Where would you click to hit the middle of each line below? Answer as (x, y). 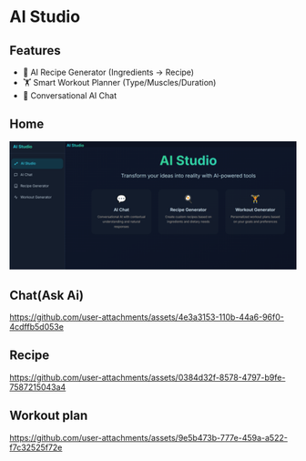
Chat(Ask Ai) (47, 295)
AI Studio (45, 17)
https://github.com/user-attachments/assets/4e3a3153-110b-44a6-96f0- (147, 317)
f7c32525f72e (36, 447)
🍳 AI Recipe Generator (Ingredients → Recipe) (108, 72)
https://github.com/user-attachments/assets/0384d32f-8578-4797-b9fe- (148, 377)
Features (35, 51)
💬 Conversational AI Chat (70, 96)
